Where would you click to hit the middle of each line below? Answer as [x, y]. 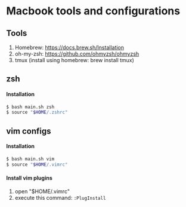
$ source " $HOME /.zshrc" [37, 112]
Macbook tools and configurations [93, 11]
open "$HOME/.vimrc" [42, 191]
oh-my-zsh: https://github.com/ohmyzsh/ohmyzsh [77, 54]
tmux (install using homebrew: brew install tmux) [74, 60]
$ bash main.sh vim [30, 159]
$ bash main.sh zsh [30, 107]
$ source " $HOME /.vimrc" [37, 165]
